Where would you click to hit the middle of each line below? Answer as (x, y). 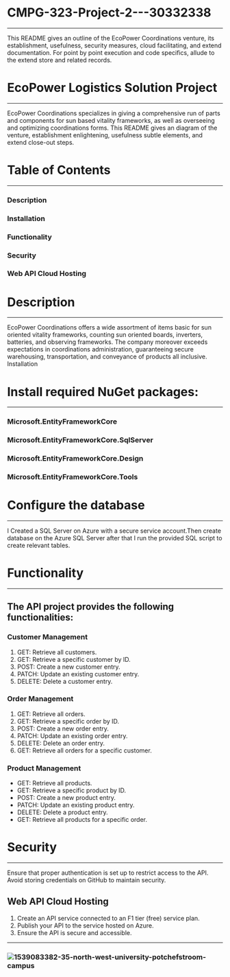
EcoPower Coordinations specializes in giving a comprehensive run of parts (114, 113)
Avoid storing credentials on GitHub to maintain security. (87, 880)
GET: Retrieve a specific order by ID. (68, 721)
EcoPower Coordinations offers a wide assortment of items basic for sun (110, 327)
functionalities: (40, 618)
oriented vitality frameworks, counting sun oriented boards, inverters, (105, 335)
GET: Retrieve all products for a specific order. (82, 820)
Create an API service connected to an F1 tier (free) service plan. (108, 918)
